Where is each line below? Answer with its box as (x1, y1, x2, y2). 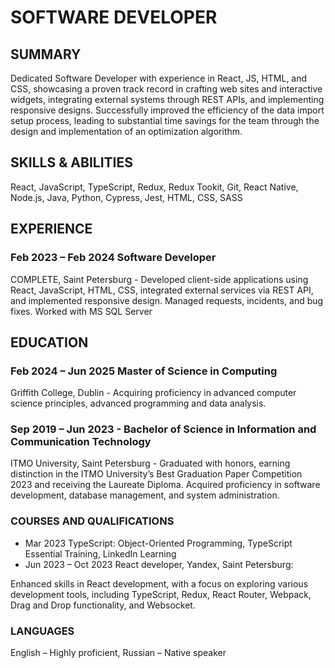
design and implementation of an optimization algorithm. (10, 126, 243, 137)
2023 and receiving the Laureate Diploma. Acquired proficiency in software (10, 479, 321, 491)
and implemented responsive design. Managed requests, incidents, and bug (10, 294, 324, 306)
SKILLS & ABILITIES (10, 154, 133, 171)
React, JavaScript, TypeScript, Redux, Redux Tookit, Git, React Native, (10, 181, 299, 193)
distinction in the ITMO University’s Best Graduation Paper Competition (10, 468, 303, 480)
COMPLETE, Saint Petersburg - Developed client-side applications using (10, 273, 309, 285)
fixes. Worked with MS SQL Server (10, 305, 153, 317)
